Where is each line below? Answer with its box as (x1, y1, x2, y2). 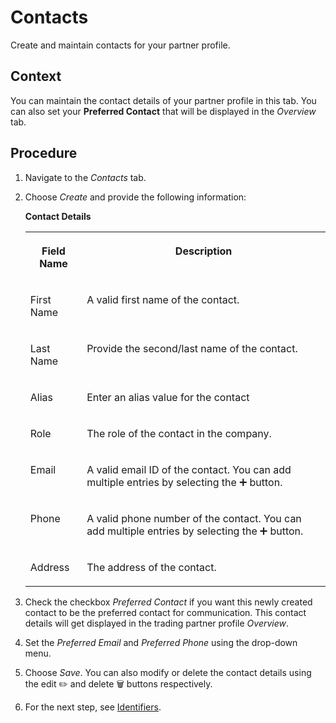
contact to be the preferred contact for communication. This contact (24, 606, 307, 618)
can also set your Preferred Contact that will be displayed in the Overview (10, 105, 317, 117)
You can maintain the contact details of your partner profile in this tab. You (10, 94, 317, 106)
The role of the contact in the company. (86, 426, 272, 440)
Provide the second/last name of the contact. (86, 341, 298, 355)
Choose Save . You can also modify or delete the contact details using (24, 666, 312, 678)
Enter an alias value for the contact (86, 390, 250, 404)
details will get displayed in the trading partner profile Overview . (24, 617, 290, 629)
